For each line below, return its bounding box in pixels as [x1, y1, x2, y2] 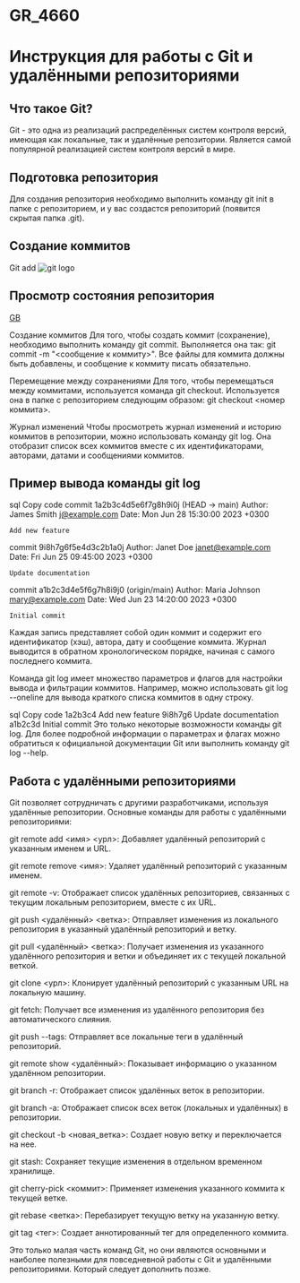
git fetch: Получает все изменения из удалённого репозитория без [9, 1004, 265, 1015]
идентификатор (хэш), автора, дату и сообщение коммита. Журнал [9, 637, 267, 648]
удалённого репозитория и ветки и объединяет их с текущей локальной [9, 951, 287, 961]
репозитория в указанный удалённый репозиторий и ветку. [9, 924, 237, 934]
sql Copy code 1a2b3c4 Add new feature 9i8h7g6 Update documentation [9, 710, 279, 720]
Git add [9, 262, 37, 273]
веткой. [9, 960, 39, 971]
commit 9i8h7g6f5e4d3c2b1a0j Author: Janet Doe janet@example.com [9, 542, 271, 553]
